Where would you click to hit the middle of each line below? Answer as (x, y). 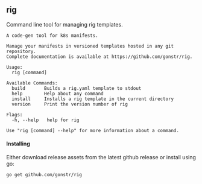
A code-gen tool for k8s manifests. (52, 36)
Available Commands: (32, 83)
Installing (18, 144)
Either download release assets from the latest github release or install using (101, 157)
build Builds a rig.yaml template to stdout (77, 88)
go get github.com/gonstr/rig (44, 175)
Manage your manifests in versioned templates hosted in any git (90, 46)
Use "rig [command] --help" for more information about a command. (93, 130)
